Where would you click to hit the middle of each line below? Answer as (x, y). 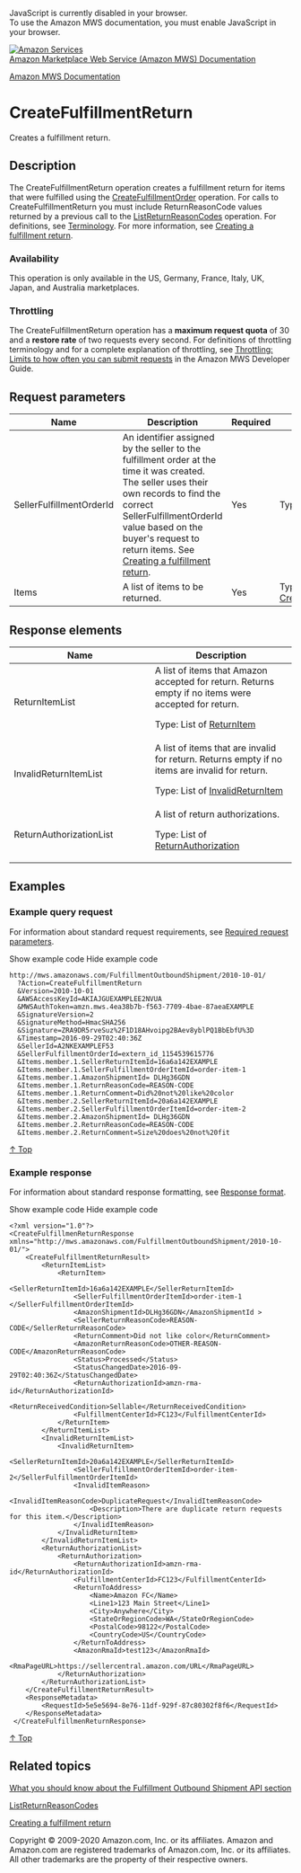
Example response (51, 1172)
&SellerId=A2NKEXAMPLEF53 (66, 1046)
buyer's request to (161, 538)
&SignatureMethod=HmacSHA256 (72, 1022)
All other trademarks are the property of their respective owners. (129, 1859)
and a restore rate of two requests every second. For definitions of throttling (150, 340)
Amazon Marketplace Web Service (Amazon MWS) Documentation (133, 59)
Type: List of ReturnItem (206, 724)
